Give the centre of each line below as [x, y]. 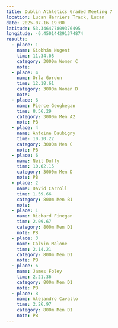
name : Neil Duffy [38, 161]
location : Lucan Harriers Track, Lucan [55, 17]
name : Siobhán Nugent [43, 51]
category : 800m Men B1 [45, 200]
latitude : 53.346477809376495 [44, 28]
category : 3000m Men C [45, 144]
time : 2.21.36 [34, 277]
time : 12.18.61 [36, 84]
